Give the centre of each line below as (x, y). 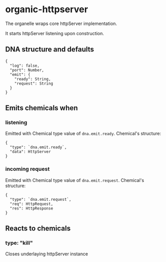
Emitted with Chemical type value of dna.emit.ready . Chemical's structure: (83, 134)
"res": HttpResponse (31, 208)
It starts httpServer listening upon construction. (55, 33)
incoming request (27, 169)
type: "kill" (19, 243)
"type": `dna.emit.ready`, (38, 147)
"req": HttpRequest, (31, 204)
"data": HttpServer (30, 152)
